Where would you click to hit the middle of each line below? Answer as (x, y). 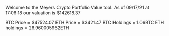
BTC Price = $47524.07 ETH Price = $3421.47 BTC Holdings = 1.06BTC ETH (85, 23)
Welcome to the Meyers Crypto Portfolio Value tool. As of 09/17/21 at (77, 7)
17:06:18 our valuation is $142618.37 (43, 13)
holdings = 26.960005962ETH (37, 28)
